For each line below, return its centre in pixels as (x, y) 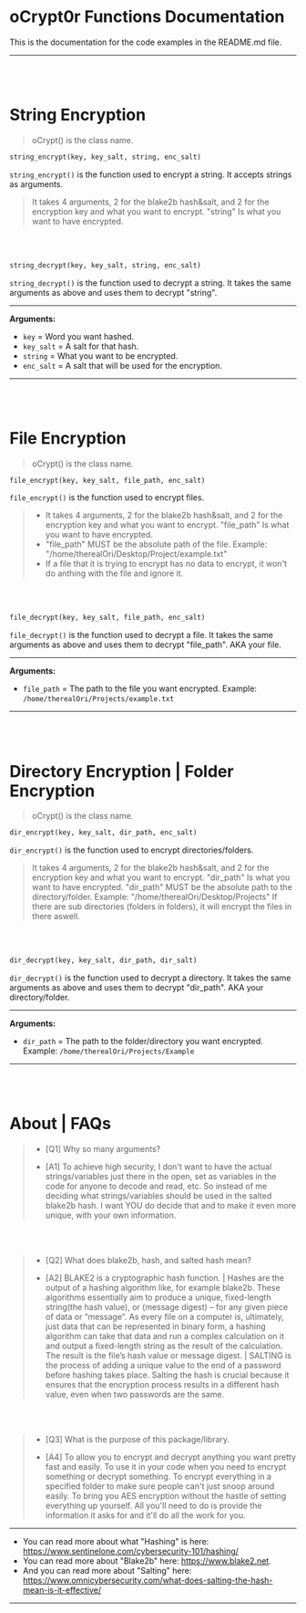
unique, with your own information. (111, 1215)
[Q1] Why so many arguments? (103, 1148)
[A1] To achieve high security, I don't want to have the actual (158, 1167)
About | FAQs (61, 1124)
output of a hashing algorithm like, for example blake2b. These (163, 1287)
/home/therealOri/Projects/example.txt (98, 699)
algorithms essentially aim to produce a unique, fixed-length (158, 1297)
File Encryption (68, 438)
